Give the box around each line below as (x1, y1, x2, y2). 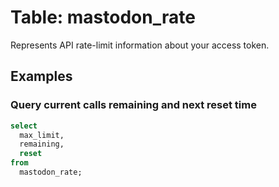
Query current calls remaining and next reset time (10, 98, 257, 112)
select (10, 121, 38, 131)
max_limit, (19, 130, 65, 140)
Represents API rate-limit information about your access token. (10, 39, 270, 51)
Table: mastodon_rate (10, 6, 196, 29)
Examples (10, 68, 73, 85)
